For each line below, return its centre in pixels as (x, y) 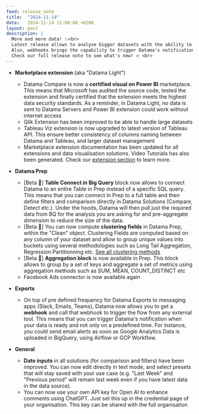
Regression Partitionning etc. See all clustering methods (92, 252)
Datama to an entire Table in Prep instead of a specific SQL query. (104, 189)
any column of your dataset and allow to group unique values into (103, 239)
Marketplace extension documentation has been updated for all (101, 147)
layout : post (22, 28)
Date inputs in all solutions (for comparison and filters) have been (104, 360)
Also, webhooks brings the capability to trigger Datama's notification (103, 50)
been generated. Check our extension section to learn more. (97, 159)
